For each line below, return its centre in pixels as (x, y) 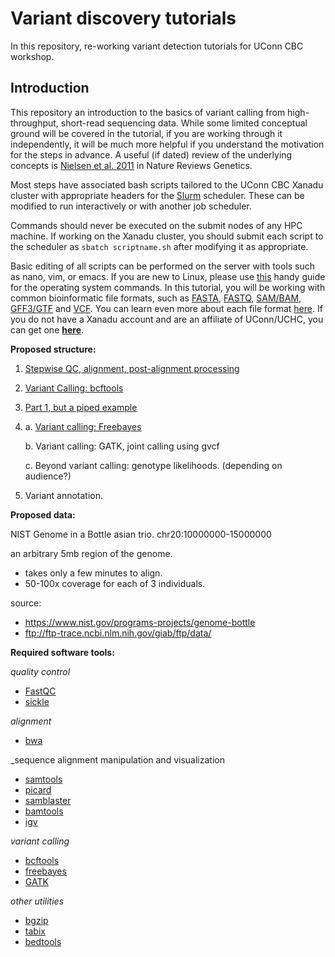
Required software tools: (62, 652)
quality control (40, 671)
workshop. (32, 56)
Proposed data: (43, 514)
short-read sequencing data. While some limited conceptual (184, 123)
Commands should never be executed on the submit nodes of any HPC (156, 225)
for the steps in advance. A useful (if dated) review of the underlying (151, 154)
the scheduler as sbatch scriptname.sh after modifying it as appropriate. (159, 246)
